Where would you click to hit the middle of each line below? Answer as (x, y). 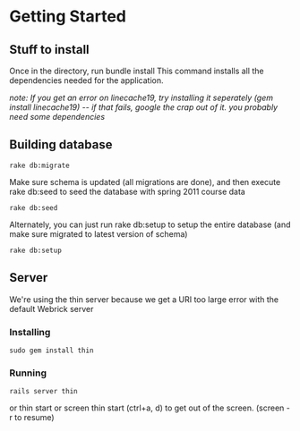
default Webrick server (51, 308)
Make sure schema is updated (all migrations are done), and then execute (145, 182)
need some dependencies (57, 117)
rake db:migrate (39, 165)
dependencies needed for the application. (86, 80)
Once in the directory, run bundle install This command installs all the (137, 71)
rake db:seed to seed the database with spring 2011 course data (128, 191)
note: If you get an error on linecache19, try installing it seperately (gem (141, 97)
